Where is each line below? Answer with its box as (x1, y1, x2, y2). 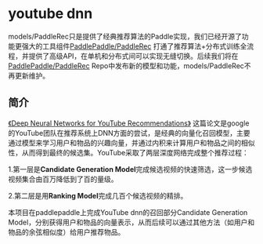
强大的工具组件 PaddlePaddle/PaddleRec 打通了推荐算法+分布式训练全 (21, 41, 247, 51)
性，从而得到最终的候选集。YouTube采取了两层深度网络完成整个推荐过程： (8, 147, 249, 157)
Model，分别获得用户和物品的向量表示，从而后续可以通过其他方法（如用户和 (8, 217, 255, 227)
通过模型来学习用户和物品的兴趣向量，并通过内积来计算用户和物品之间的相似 (8, 138, 255, 147)
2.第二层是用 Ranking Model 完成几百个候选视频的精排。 (8, 191, 188, 200)
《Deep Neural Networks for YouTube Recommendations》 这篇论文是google (8, 118, 250, 128)
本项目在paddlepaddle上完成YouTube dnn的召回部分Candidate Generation (8, 207, 248, 217)
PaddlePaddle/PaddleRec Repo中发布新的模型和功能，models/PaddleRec (8, 60, 245, 71)
